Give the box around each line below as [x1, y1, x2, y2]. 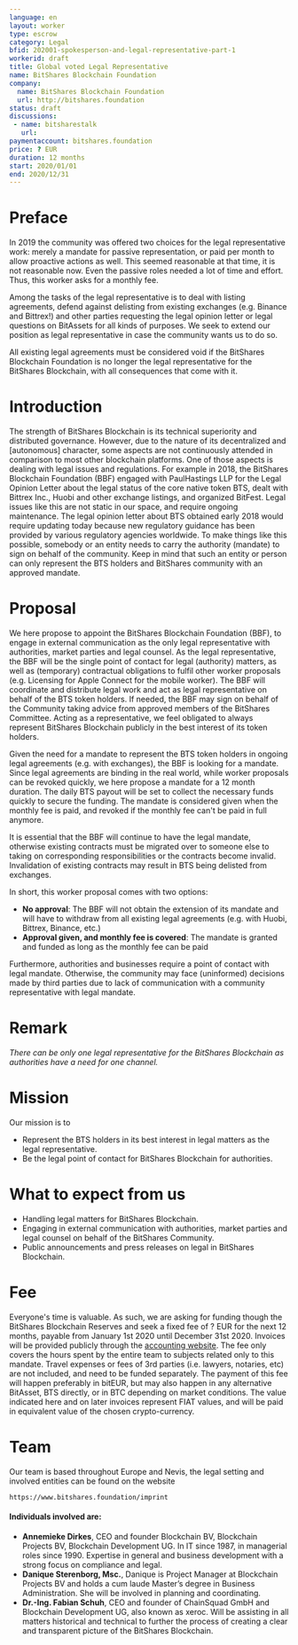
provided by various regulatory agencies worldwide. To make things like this [9, 529, 287, 541]
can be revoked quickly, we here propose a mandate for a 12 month [9, 777, 255, 787]
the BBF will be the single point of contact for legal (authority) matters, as [9, 656, 278, 667]
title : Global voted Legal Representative [9, 63, 169, 72]
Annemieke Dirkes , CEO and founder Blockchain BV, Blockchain [21, 1531, 258, 1541]
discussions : [9, 112, 58, 121]
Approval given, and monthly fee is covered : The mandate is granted [21, 932, 278, 943]
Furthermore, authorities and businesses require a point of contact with [9, 959, 270, 969]
